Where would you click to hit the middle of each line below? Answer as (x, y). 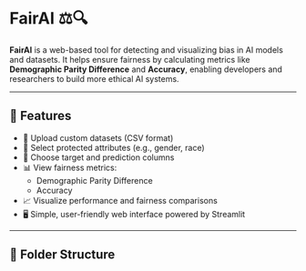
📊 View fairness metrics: (70, 167)
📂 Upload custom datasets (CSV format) (98, 137)
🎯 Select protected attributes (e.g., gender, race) (113, 147)
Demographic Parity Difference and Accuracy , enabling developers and (146, 69)
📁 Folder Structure (62, 255)
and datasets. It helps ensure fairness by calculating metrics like (130, 59)
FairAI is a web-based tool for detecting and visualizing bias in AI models (147, 50)
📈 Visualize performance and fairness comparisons (120, 200)
